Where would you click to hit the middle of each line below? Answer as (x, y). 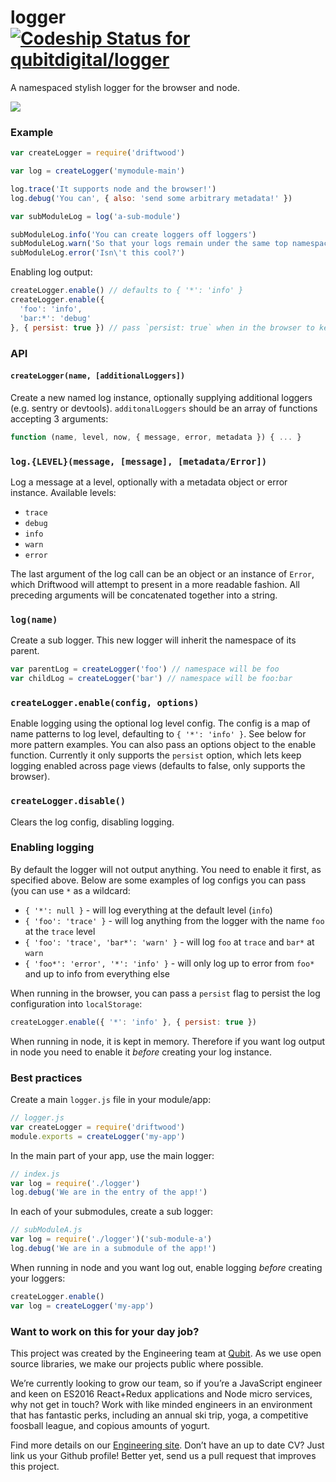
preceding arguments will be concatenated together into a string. (144, 595)
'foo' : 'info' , (51, 309)
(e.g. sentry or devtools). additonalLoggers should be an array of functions (164, 408)
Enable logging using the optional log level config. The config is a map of (160, 723)
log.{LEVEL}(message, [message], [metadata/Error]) (139, 461)
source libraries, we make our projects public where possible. (137, 1363)
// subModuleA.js (46, 1230)
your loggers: (38, 1278)
